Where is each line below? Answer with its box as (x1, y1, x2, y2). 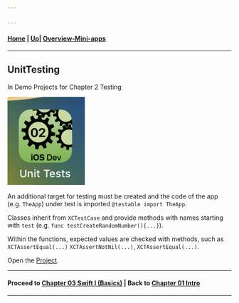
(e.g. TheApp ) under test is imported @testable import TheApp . (7, 199, 187, 208)
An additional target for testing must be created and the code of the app (7, 192, 218, 201)
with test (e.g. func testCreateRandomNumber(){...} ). (7, 220, 164, 229)
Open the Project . (7, 256, 59, 265)
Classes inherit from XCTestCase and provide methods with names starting (7, 213, 224, 222)
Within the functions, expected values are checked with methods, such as (7, 235, 224, 243)
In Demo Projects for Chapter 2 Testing (7, 83, 122, 91)
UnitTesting (7, 64, 60, 76)
